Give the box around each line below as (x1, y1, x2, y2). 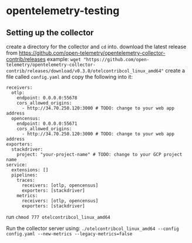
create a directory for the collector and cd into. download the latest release (6, 43, 187, 50)
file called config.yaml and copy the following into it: (6, 74, 133, 80)
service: (6, 162, 28, 168)
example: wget (46, 56, 81, 62)
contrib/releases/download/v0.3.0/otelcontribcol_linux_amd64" (6, 68, 164, 74)
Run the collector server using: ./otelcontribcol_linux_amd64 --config (6, 225, 179, 232)
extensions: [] (11, 167, 49, 173)
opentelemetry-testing (6, 4, 120, 18)
